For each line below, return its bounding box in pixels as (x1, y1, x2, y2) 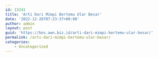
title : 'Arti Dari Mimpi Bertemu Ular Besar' (5, 12, 102, 17)
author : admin (5, 21, 35, 26)
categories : (5, 40, 30, 45)
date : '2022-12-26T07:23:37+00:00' (5, 16, 80, 21)
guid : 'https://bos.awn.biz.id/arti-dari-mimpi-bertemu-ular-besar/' (5, 30, 154, 35)
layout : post (5, 26, 33, 31)
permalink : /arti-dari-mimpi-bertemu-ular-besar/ (5, 35, 111, 40)
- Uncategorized (14, 44, 49, 49)
